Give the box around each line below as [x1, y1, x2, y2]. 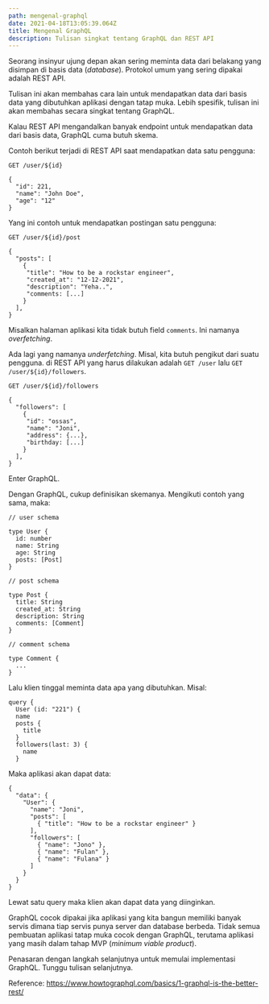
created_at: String [15, 605, 81, 613]
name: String [15, 541, 60, 550]
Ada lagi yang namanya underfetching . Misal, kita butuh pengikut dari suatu [8, 350, 259, 359]
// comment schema [8, 641, 70, 649]
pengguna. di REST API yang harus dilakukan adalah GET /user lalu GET [8, 358, 243, 367]
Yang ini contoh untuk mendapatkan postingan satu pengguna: [8, 218, 217, 228]
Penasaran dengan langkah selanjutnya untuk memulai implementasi [8, 954, 236, 964]
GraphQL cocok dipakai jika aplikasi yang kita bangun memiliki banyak [8, 913, 242, 923]
